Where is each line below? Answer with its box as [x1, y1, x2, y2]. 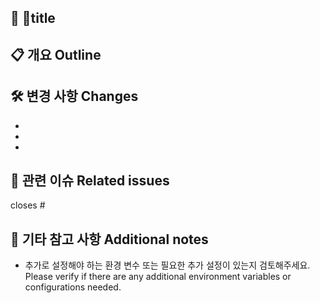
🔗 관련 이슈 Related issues [10, 172, 170, 189]
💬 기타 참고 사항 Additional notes [10, 231, 209, 248]
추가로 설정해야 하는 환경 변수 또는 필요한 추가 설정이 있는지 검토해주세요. [24, 259, 311, 271]
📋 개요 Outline [10, 46, 102, 63]
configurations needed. [24, 281, 122, 293]
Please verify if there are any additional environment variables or [24, 271, 292, 283]
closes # [10, 199, 46, 211]
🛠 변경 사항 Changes [10, 88, 139, 105]
